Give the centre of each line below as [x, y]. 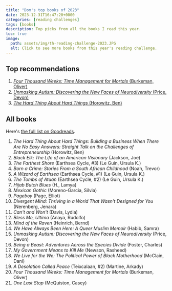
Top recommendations [43, 69]
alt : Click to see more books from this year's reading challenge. [84, 48]
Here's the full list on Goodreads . [41, 132]
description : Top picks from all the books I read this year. [73, 29]
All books [21, 119]
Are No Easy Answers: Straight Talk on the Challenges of [73, 147]
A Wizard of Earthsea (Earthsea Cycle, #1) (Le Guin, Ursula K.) [79, 174]
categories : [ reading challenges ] [43, 19]
